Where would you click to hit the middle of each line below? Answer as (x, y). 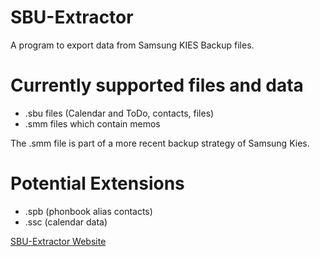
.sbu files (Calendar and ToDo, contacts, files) (119, 113)
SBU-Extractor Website (58, 241)
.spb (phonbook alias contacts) (88, 211)
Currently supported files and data (157, 85)
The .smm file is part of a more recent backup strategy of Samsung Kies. (160, 143)
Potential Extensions (97, 183)
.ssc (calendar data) (66, 222)
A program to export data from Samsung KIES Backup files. (132, 45)
